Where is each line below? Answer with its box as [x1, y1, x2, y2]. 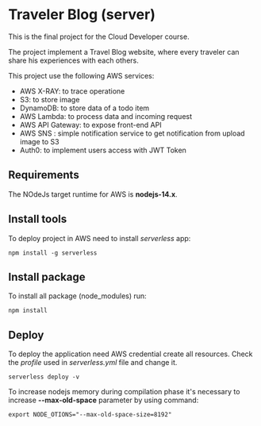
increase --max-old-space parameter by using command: [8, 395, 199, 405]
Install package [8, 270, 86, 283]
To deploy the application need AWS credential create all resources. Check [8, 349, 253, 359]
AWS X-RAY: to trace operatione [19, 86, 125, 96]
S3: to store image [19, 94, 80, 104]
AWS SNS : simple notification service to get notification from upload [19, 129, 245, 138]
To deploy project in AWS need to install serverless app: [8, 233, 191, 243]
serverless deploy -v [8, 373, 80, 382]
